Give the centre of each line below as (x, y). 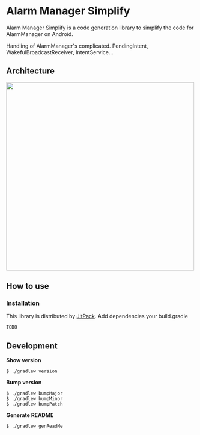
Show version (24, 360)
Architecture (31, 71)
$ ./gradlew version (32, 371)
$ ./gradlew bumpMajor (35, 393)
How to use (28, 286)
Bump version (24, 383)
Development (32, 346)
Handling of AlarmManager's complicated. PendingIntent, (77, 46)
